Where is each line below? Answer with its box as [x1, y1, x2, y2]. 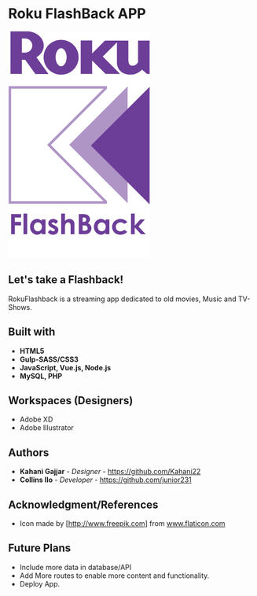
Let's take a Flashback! [8, 273, 124, 287]
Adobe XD [19, 414, 53, 425]
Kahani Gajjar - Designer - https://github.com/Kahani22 [19, 467, 201, 476]
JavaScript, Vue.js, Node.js [19, 362, 112, 372]
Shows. [8, 302, 33, 311]
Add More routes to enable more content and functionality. [19, 571, 210, 580]
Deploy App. [19, 579, 61, 588]
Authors [8, 446, 50, 459]
